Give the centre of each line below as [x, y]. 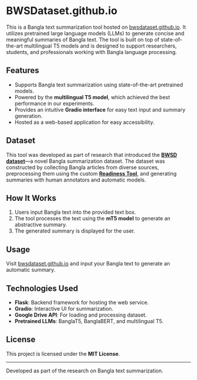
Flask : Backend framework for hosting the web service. [81, 302]
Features [23, 71]
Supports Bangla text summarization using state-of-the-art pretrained [99, 85]
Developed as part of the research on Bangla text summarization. [85, 371]
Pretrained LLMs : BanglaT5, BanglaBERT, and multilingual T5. [89, 321]
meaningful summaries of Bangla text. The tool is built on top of [83, 39]
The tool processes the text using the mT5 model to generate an [92, 218]
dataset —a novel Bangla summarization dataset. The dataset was [86, 161]
